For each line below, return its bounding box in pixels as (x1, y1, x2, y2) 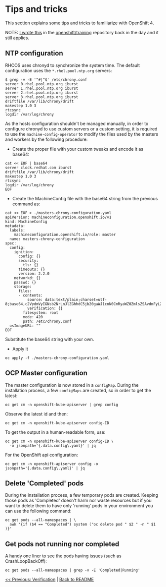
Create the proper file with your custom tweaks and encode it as (12, 146, 144, 152)
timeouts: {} (18, 267, 45, 272)
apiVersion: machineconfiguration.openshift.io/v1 (5, 215, 112, 220)
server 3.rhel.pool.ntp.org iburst (5, 94, 79, 100)
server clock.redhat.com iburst (5, 165, 72, 170)
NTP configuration (5, 49, 63, 58)
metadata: (5, 223, 26, 229)
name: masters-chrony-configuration (9, 236, 85, 241)
